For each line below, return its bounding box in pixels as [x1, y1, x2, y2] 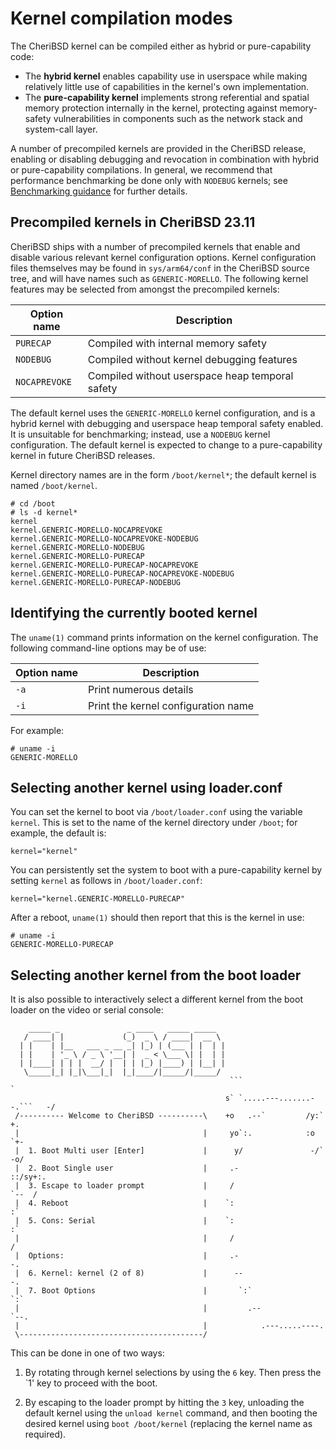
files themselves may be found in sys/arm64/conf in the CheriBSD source [10, 262, 310, 274]
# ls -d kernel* [10, 507, 78, 517]
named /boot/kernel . [10, 479, 98, 491]
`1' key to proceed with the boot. [24, 1377, 158, 1389]
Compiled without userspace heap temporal [87, 368, 294, 382]
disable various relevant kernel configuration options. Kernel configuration [10, 251, 317, 263]
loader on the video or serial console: [10, 1004, 164, 1016]
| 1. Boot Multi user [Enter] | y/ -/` [14, 1146, 325, 1156]
